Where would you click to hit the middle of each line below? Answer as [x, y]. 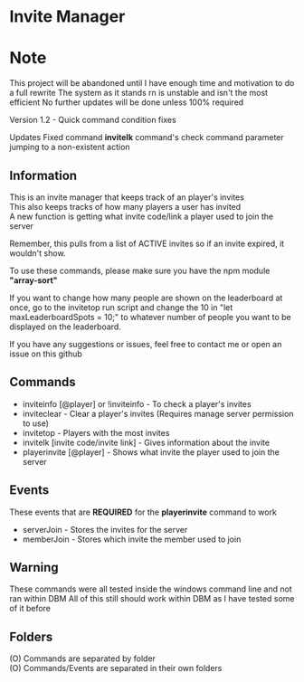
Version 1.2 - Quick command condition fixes [93, 120]
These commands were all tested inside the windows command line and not [151, 589]
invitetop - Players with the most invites [96, 432]
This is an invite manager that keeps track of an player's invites [127, 197]
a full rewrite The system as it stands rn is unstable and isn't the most [139, 93]
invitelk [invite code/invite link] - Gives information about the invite [146, 442]
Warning [34, 567]
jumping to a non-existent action [70, 147]
